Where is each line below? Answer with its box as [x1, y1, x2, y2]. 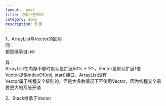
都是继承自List [5, 48, 35, 55]
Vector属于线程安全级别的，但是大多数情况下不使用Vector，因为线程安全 [5, 78, 157, 84]
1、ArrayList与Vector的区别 [5, 36, 62, 42]
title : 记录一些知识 [5, 12, 44, 17]
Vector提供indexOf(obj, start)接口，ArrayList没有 [5, 72, 107, 78]
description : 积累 [5, 21, 43, 27]
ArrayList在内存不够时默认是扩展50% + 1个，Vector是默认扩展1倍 [5, 66, 141, 72]
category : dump [5, 17, 37, 22]
